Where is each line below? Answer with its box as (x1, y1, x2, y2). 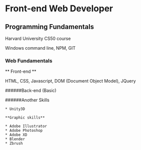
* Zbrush (5, 141, 23, 146)
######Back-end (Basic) (5, 88, 56, 93)
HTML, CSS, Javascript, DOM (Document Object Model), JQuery (5, 78, 136, 84)
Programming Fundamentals (5, 23, 94, 31)
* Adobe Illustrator (5, 124, 48, 129)
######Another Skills (5, 97, 50, 103)
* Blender (5, 137, 26, 142)
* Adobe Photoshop (5, 128, 43, 133)
